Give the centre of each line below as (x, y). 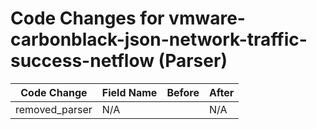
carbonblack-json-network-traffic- (159, 39)
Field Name (129, 92)
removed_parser (54, 109)
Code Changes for (87, 18)
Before (183, 92)
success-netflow (82, 61)
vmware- (207, 18)
